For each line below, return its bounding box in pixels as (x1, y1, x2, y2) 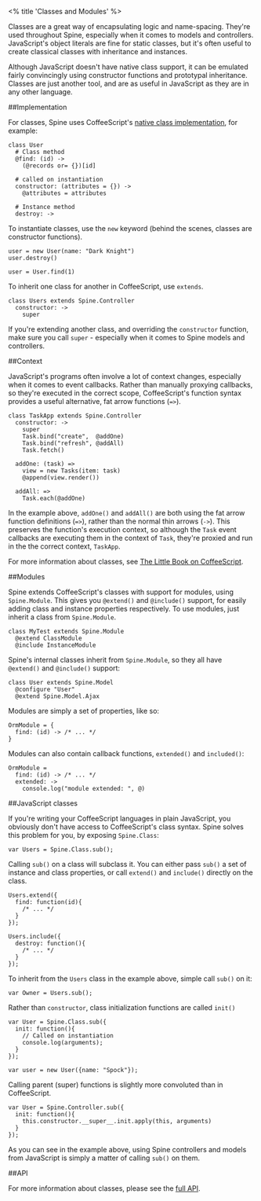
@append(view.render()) (22, 474, 100, 482)
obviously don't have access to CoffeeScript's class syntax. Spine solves (8, 822, 245, 832)
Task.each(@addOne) (22, 494, 86, 502)
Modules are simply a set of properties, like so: (8, 707, 159, 715)
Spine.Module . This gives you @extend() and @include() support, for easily (8, 596, 247, 604)
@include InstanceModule (15, 641, 96, 649)
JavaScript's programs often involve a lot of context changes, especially (8, 372, 241, 380)
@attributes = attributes (22, 189, 107, 197)
